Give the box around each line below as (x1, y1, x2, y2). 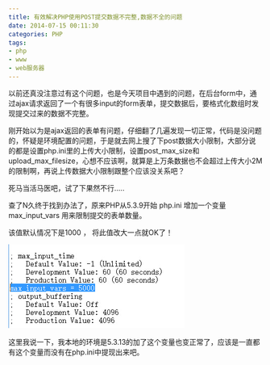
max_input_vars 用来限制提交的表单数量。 (8, 210, 147, 220)
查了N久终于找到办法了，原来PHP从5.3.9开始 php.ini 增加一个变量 (8, 200, 226, 210)
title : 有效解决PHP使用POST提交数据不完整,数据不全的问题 (8, 13, 183, 21)
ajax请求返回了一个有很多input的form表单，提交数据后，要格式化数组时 (15, 98, 252, 108)
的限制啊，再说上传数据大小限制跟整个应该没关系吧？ (8, 166, 185, 175)
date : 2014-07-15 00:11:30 (8, 21, 99, 30)
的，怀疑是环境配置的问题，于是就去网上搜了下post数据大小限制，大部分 (8, 136, 249, 145)
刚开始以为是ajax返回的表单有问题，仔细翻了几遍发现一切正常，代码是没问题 (8, 125, 262, 135)
